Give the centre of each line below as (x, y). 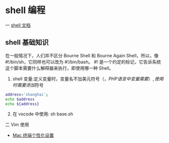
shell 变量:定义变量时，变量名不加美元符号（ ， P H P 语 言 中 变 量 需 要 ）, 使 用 (88, 79)
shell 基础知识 (27, 42)
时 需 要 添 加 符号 (28, 85)
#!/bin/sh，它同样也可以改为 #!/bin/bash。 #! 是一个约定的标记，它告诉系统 (83, 62)
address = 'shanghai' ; (27, 94)
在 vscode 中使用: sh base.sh (43, 114)
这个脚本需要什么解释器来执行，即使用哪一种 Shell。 (60, 68)
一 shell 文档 (18, 25)
